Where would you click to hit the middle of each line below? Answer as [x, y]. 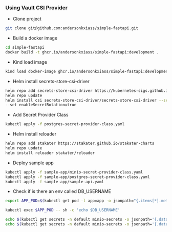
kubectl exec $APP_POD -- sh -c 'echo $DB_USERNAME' [63, 210]
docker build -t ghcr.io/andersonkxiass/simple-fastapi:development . [82, 52]
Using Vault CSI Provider [37, 8]
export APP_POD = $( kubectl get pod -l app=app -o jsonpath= [70, 201]
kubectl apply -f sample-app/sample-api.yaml [55, 182]
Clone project [27, 19]
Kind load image [30, 62]
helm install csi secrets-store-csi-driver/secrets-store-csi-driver [81, 100]
